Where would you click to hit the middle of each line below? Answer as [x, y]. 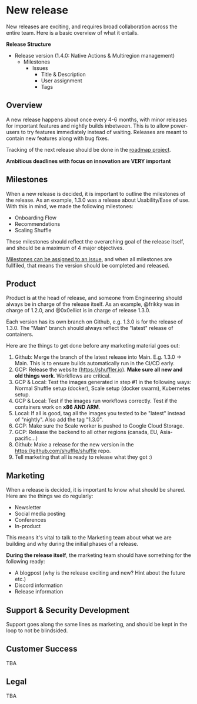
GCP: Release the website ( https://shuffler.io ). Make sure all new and [98, 370]
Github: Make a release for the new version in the [74, 445]
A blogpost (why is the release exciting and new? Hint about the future [100, 573]
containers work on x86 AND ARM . [57, 407]
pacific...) [26, 438]
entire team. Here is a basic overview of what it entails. [73, 32]
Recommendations [37, 223]
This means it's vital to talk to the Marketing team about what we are [89, 538]
